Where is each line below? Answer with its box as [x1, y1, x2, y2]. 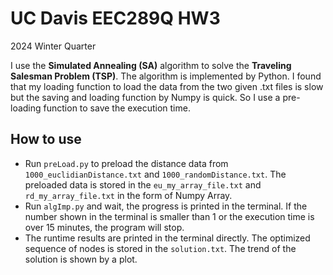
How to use [10, 131, 82, 148]
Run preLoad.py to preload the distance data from [24, 157, 229, 169]
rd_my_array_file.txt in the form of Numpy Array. [24, 189, 233, 201]
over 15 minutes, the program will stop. [24, 221, 185, 233]
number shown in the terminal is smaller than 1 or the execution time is [24, 210, 315, 222]
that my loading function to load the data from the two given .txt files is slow [10, 80, 324, 92]
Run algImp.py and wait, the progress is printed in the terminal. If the [24, 200, 308, 212]
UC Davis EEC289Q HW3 [10, 7, 221, 30]
